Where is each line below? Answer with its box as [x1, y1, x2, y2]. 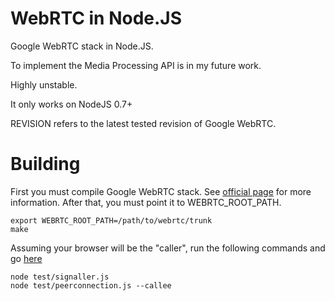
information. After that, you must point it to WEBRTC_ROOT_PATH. [10, 196, 282, 208]
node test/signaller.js [10, 272, 110, 282]
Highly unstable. [10, 78, 78, 91]
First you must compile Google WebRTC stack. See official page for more [10, 185, 312, 197]
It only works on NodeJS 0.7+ [10, 98, 133, 110]
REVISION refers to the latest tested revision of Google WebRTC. [10, 117, 277, 129]
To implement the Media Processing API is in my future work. [10, 59, 262, 71]
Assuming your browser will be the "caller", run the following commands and [10, 242, 326, 254]
